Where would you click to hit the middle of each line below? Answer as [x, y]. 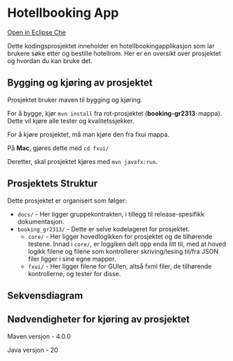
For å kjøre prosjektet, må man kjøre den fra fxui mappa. [88, 134]
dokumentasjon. [41, 222]
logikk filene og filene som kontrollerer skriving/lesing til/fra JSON [123, 251]
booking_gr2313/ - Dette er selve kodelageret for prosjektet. [104, 229]
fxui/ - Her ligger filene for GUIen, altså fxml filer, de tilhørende [120, 266]
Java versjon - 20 [33, 350]
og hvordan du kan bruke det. [50, 60]
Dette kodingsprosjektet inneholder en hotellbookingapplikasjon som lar [111, 46]
